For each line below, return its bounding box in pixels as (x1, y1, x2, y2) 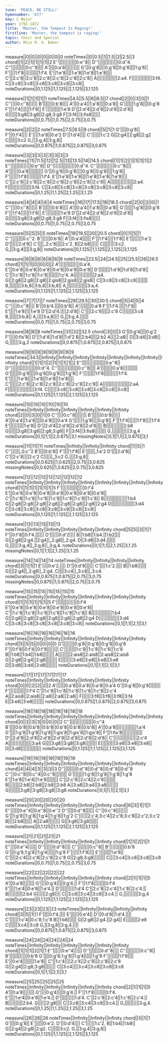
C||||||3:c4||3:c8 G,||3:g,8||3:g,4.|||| (5, 922, 79, 928)
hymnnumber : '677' (5, 12, 44, 17)
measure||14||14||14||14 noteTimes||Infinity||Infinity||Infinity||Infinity (5, 557, 144, 563)
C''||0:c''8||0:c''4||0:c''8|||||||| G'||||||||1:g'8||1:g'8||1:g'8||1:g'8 (5, 771, 132, 777)
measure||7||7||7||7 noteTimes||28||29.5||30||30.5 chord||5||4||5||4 (5, 297, 144, 303)
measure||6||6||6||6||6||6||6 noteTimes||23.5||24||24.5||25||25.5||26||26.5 (5, 256, 158, 262)
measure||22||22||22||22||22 (5, 870, 65, 876)
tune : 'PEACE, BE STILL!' (5, 7, 59, 13)
